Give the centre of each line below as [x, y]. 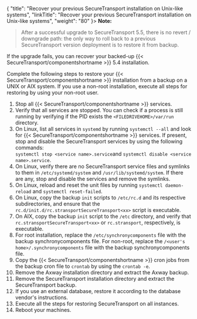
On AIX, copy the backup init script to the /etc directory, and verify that [103, 216]
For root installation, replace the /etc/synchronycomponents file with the [101, 235]
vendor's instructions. [41, 297]
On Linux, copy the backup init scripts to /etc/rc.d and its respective [100, 197]
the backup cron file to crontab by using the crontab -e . [82, 266]
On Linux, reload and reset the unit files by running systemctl [89, 185]
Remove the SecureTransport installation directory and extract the [95, 279]
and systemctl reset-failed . [67, 191]
